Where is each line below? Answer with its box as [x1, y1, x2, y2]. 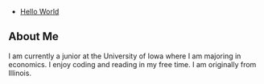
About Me [8, 30, 59, 43]
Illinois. [8, 68, 32, 78]
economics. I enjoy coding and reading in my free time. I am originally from [8, 59, 257, 69]
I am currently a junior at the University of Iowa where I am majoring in [8, 51, 241, 61]
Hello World [19, 7, 60, 16]
